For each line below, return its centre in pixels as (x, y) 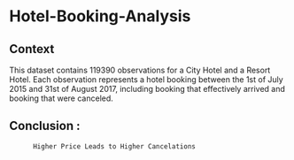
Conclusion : (45, 126)
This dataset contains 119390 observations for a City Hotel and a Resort (140, 70)
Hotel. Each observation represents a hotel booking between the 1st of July (146, 80)
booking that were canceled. (61, 98)
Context (32, 49)
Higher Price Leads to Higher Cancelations (114, 146)
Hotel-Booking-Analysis (100, 16)
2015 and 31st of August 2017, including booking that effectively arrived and (147, 89)
